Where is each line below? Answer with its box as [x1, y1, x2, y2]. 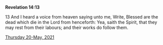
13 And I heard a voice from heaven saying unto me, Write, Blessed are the [5, 14, 159, 19]
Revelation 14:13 [5, 4, 40, 10]
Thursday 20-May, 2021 [5, 34, 55, 40]
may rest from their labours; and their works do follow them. [5, 24, 129, 30]
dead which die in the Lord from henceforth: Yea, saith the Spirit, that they [5, 19, 158, 25]
